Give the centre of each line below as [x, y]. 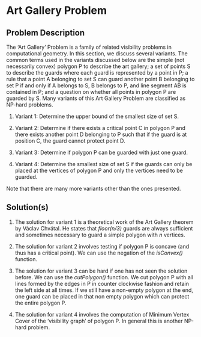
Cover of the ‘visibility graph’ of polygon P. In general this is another [99, 321]
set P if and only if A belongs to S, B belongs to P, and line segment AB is [97, 85]
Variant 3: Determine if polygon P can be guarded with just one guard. [101, 152]
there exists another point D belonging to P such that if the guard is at [101, 134]
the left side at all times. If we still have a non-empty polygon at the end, [104, 290]
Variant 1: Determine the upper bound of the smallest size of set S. [97, 116]
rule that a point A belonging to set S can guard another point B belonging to [100, 79]
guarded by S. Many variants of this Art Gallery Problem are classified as [96, 98]
